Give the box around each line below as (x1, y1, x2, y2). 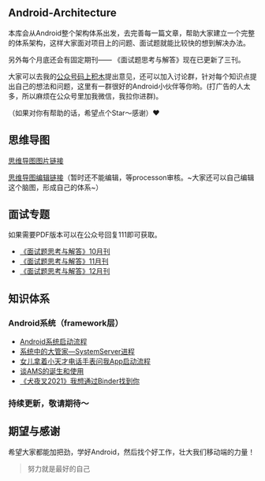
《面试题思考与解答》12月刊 (19, 267, 110, 276)
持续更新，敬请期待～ (8, 398, 89, 409)
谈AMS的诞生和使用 (19, 367, 84, 376)
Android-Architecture (8, 6, 117, 20)
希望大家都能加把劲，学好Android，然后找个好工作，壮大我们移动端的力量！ (8, 447, 255, 457)
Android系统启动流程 (19, 337, 88, 346)
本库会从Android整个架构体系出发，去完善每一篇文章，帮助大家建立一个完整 (8, 28, 255, 38)
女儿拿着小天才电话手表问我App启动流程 (19, 356, 151, 366)
